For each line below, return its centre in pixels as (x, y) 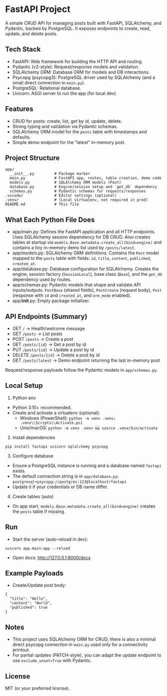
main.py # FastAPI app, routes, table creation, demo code (86, 178)
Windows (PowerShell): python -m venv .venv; (68, 418)
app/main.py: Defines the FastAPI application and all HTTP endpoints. (84, 232)
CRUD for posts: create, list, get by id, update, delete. (67, 121)
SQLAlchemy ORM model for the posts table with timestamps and (80, 131)
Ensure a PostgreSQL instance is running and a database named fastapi (87, 465)
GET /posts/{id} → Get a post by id (49, 344)
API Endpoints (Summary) (46, 317)
